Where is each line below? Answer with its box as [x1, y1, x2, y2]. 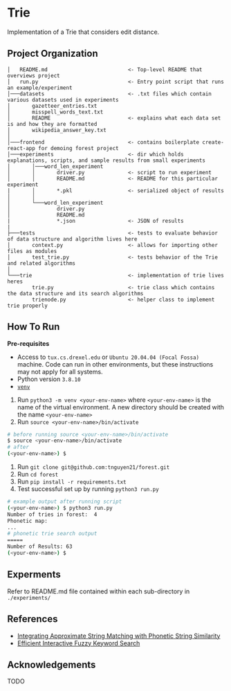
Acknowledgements [7, 658, 96, 670]
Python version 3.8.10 [17, 375, 81, 383]
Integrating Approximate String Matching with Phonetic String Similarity [17, 632, 221, 640]
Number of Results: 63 [7, 543, 73, 551]
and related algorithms [7, 259, 76, 267]
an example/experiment [7, 84, 73, 91]
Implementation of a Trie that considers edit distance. [7, 28, 160, 36]
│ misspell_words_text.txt [7, 109, 104, 116]
